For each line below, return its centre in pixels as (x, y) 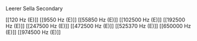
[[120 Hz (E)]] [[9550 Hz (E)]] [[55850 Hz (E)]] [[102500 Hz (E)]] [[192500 (95, 20)
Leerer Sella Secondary (34, 8)
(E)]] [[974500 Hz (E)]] (33, 32)
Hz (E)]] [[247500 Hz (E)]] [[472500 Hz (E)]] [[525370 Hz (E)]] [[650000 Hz (98, 26)
